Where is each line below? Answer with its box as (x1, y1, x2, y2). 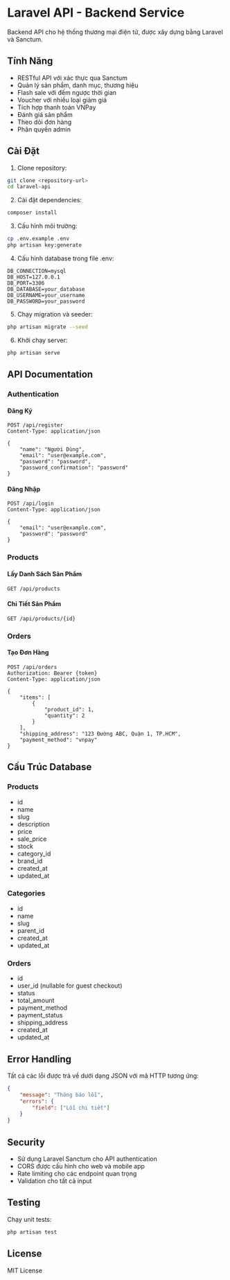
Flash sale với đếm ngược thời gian (17, 88, 116, 96)
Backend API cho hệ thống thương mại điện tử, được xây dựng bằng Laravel (7, 28, 223, 36)
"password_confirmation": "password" (19, 464, 129, 472)
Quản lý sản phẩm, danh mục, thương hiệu (17, 81, 139, 89)
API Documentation (7, 368, 94, 380)
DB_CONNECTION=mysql (7, 267, 67, 274)
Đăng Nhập (7, 485, 40, 493)
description (17, 819, 50, 828)
